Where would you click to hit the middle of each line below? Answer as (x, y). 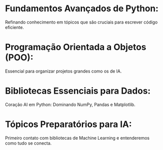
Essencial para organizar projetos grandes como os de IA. (63, 71)
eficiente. (15, 27)
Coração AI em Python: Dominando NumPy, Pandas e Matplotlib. (70, 104)
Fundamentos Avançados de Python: (82, 9)
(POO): (19, 58)
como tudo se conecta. (28, 143)
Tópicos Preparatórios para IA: (69, 124)
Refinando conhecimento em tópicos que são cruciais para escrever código (81, 22)
